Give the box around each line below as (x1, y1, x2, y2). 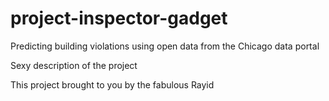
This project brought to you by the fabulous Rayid (10, 78, 215, 91)
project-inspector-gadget (10, 7, 228, 30)
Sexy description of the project (10, 59, 138, 71)
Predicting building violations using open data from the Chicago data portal (10, 40, 320, 52)
